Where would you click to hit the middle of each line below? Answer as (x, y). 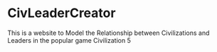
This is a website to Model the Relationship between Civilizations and (108, 33)
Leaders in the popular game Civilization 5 (69, 40)
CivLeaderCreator (62, 13)
